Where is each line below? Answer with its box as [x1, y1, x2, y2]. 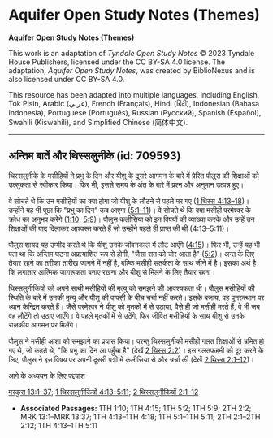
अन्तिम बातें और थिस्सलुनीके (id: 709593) [8, 149, 181, 163]
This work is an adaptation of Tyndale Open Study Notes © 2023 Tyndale [8, 48, 255, 58]
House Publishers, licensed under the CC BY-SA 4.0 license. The [8, 57, 226, 67]
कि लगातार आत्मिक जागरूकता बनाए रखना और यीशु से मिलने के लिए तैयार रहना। [8, 267, 216, 277]
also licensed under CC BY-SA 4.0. [8, 74, 125, 84]
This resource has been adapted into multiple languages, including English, [8, 89, 260, 99]
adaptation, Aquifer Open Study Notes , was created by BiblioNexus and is [8, 65, 256, 75]
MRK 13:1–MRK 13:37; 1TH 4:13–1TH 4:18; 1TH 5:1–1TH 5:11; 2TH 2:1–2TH [19, 412, 261, 422]
